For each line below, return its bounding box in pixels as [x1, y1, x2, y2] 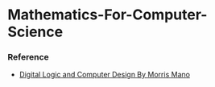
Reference [7, 52, 49, 63]
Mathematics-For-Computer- [7, 6, 208, 24]
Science [7, 23, 64, 41]
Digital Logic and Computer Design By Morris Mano [19, 70, 191, 80]
